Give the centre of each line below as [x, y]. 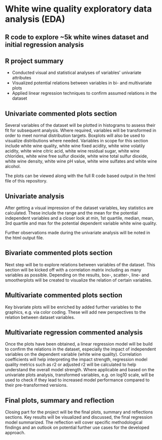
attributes [22, 78]
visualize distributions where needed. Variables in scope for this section [77, 141]
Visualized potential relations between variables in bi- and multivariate [82, 83]
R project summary [34, 61]
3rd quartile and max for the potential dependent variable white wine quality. [81, 223]
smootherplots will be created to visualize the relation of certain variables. [79, 280]
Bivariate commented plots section [59, 253]
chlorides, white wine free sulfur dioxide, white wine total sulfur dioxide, [77, 156]
